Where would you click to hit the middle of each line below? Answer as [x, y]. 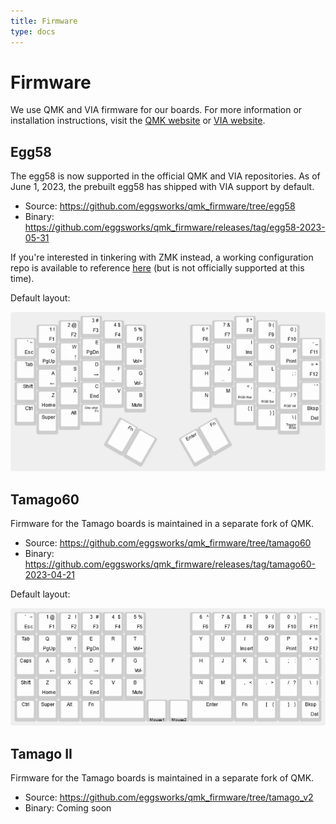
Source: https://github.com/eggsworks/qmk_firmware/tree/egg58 [160, 206]
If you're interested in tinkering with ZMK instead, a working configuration [162, 257]
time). [22, 279]
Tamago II [41, 753]
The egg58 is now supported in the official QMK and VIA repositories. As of [165, 176]
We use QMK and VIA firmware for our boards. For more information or [156, 110]
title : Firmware [44, 21]
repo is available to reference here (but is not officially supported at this [157, 268]
